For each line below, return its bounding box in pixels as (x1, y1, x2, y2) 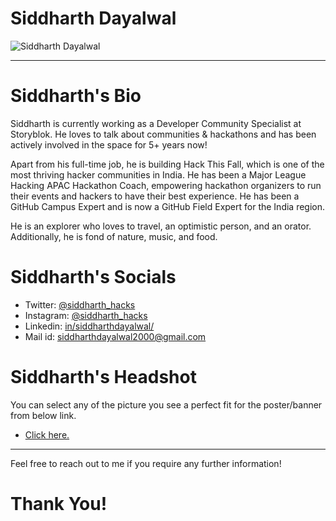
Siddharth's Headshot (10, 366, 197, 388)
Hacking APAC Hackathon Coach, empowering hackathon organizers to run (10, 179, 322, 191)
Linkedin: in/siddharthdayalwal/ (24, 320, 155, 332)
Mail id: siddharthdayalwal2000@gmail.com (24, 330, 207, 342)
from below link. (10, 409, 77, 421)
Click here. (24, 428, 70, 441)
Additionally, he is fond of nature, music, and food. (10, 230, 218, 242)
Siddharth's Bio (10, 85, 142, 107)
